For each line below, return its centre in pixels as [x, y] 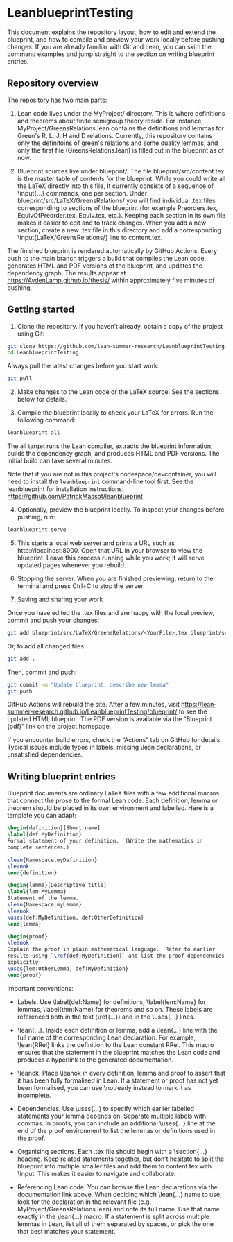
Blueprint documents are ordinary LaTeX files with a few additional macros [113, 793]
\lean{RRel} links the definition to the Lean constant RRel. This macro [115, 1044]
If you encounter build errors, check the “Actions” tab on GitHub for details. [114, 740]
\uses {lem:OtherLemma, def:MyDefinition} [68, 969]
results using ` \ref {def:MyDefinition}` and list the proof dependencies [116, 956]
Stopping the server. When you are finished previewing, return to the [115, 578]
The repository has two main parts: [57, 100]
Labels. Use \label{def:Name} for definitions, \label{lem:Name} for [112, 1002]
